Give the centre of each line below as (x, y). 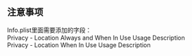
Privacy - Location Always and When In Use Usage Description (96, 38)
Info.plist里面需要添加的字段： (49, 30)
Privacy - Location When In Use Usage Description (79, 45)
